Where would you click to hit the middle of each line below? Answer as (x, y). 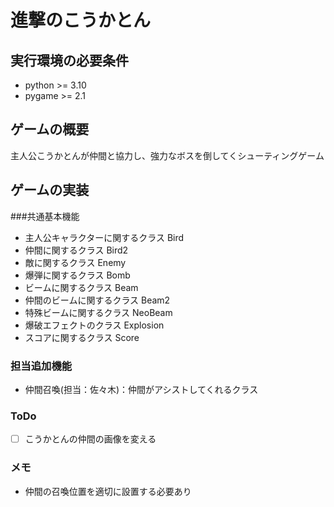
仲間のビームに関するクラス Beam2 (97, 300)
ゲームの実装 (50, 190)
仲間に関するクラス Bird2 (76, 250)
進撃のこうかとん (81, 20)
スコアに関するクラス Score (82, 337)
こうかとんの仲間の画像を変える (90, 439)
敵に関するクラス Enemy (75, 262)
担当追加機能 (41, 366)
